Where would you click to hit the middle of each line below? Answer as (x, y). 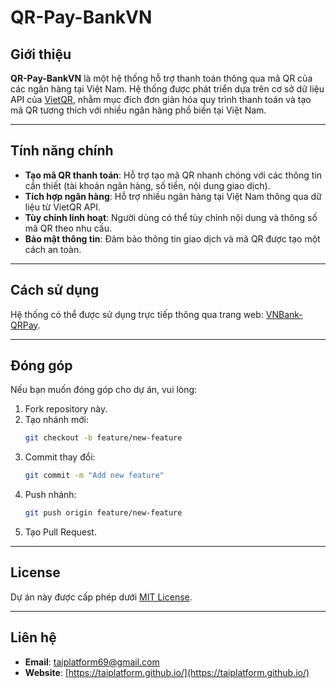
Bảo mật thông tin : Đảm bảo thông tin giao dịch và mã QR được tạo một (172, 238)
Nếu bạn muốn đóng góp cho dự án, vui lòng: (104, 390)
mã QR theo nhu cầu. (68, 228)
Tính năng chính (62, 151)
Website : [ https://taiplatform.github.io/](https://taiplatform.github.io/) (167, 672)
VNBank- (284, 314)
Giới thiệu (41, 54)
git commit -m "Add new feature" (94, 476)
